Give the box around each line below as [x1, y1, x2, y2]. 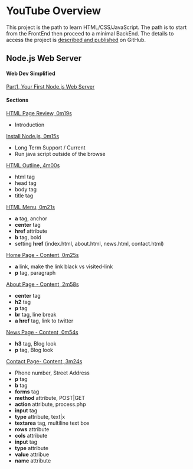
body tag [14, 185, 37, 193]
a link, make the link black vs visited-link [14, 263, 113, 270]
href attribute [14, 227, 48, 234]
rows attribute [14, 425, 50, 432]
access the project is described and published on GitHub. [6, 36, 146, 43]
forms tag [14, 388, 40, 395]
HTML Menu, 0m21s [6, 203, 55, 210]
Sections [6, 96, 28, 104]
